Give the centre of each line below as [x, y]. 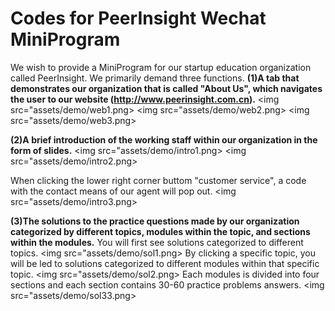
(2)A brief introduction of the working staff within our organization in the [164, 139]
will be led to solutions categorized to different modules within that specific [165, 263]
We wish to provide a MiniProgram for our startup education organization [161, 67]
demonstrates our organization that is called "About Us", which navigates [166, 88]
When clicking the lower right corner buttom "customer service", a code [158, 180]
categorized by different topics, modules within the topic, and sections [160, 231]
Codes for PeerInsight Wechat [138, 18]
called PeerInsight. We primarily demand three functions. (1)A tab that [155, 78]
